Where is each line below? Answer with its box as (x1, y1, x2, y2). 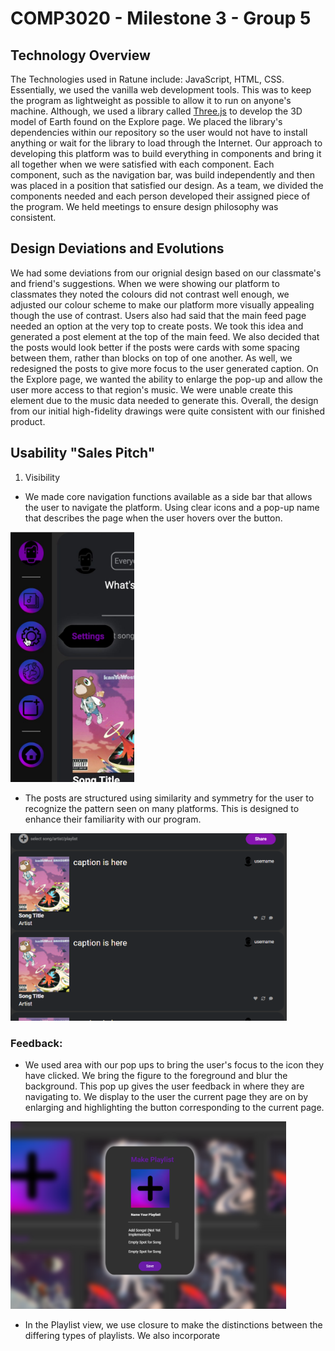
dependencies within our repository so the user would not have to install (10, 127, 308, 138)
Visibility (24, 471, 61, 483)
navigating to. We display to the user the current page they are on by (24, 1090, 309, 1102)
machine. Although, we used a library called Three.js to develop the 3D (10, 105, 303, 117)
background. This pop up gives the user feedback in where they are (24, 1080, 305, 1092)
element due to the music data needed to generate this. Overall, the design (10, 394, 319, 406)
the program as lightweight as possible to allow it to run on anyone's (10, 95, 292, 106)
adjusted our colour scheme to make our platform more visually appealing (10, 298, 315, 311)
